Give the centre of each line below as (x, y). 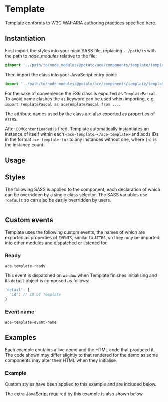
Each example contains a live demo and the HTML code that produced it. (80, 350)
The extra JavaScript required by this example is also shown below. (74, 394)
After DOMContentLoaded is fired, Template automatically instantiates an (77, 129)
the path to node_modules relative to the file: (51, 56)
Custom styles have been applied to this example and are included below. (81, 384)
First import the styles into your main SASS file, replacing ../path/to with (81, 50)
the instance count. (25, 144)
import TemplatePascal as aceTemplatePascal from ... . (63, 104)
